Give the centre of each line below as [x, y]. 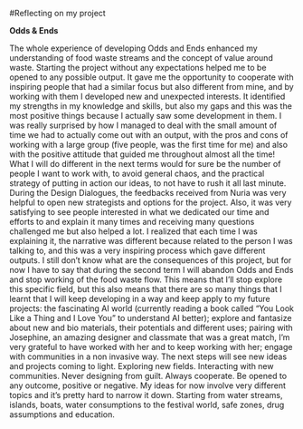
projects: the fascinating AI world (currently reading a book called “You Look [151, 308]
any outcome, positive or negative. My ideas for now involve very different [148, 385]
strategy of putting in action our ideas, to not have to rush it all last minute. [148, 183]
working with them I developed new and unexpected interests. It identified [147, 96]
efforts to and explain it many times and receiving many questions [132, 222]
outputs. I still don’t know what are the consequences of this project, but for [151, 260]
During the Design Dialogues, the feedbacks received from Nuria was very [148, 193]
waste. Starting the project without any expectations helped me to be [138, 68]
